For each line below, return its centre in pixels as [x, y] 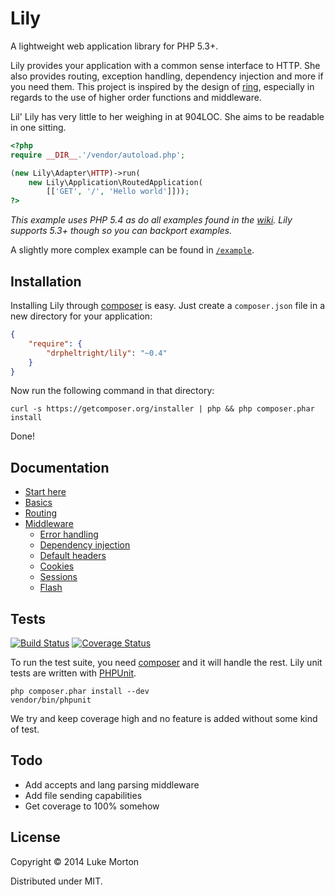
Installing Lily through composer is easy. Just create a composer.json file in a [167, 305]
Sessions [58, 577]
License [35, 837]
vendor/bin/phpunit [51, 700]
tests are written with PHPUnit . [73, 673]
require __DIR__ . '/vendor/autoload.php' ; [98, 155]
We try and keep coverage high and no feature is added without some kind [164, 718]
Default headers [73, 556]
